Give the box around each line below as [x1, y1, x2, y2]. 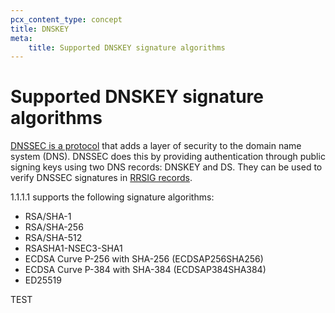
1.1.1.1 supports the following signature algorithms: [10, 191, 215, 203]
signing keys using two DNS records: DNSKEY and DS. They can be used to [10, 161, 323, 173]
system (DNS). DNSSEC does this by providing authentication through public [10, 151, 326, 163]
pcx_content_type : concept [10, 14, 123, 25]
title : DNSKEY [10, 24, 70, 34]
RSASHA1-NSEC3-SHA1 [24, 242, 123, 255]
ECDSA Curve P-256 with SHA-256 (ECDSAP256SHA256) [24, 253, 264, 265]
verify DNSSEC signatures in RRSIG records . [10, 172, 193, 184]
